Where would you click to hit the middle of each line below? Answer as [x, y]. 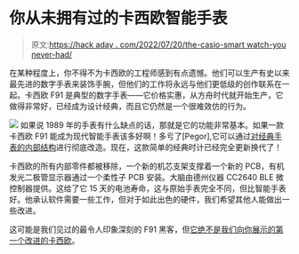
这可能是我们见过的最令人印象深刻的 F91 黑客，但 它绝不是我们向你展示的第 [146, 229]
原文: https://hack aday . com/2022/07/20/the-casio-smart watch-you [158, 44]
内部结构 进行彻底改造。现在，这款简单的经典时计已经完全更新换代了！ [153, 147]
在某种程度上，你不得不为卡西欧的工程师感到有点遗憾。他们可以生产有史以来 [149, 73]
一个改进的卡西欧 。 [44, 240]
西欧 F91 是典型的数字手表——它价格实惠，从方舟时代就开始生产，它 [158, 95]
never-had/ [52, 54]
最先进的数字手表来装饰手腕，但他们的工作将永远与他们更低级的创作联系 [141, 83]
